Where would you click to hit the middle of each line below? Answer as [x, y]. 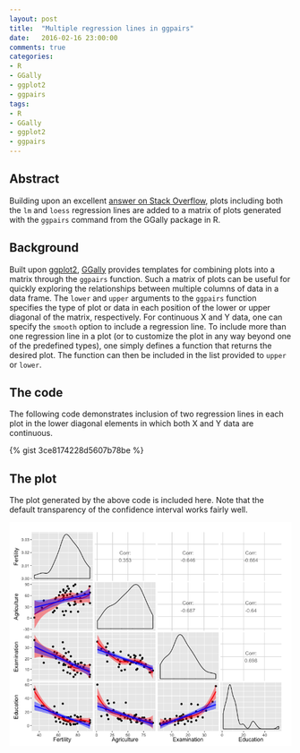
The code [36, 393]
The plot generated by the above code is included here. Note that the [137, 501]
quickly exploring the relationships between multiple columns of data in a [144, 288]
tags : [19, 104]
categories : [31, 57]
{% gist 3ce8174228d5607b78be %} [77, 450]
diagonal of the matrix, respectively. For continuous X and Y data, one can [146, 317]
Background [44, 248]
